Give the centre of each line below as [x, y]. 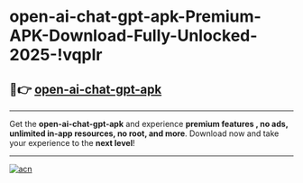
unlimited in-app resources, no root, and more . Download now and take [144, 133]
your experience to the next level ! [72, 143]
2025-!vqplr [56, 55]
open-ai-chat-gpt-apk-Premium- [135, 17]
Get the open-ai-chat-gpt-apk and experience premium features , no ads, [149, 124]
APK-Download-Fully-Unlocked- [133, 36]
